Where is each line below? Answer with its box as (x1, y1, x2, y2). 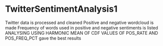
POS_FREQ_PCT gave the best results (5, 35, 82, 41)
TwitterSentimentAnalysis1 (5, 3, 117, 15)
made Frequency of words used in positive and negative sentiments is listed (5, 24, 158, 30)
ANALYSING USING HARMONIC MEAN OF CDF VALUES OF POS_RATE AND (5, 30, 158, 36)
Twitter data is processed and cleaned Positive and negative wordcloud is (5, 20, 154, 25)
